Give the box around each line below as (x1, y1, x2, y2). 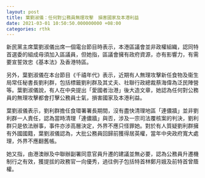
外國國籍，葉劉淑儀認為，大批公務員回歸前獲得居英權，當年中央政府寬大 (11, 130, 193, 137)
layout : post (6, 9, 40, 15)
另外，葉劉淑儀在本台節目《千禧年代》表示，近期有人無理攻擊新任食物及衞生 (6, 71, 199, 79)
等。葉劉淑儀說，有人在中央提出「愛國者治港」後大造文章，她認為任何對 (6, 86, 188, 94)
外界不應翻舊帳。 (16, 137, 60, 145)
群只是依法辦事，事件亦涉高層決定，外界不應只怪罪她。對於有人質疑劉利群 (6, 122, 193, 129)
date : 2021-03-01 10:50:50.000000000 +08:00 (6, 20, 121, 26)
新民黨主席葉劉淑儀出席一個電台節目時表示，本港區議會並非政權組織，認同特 (6, 43, 199, 50)
